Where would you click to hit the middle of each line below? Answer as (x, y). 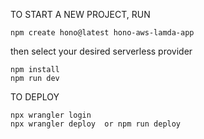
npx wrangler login (51, 115)
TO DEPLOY (35, 97)
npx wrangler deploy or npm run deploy (96, 124)
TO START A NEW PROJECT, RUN (80, 14)
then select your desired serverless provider (101, 51)
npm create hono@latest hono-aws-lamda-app (102, 33)
